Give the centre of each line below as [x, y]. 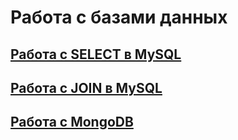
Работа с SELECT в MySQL [96, 54]
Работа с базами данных [119, 17]
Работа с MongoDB [72, 122]
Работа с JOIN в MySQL [86, 87]
